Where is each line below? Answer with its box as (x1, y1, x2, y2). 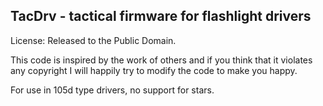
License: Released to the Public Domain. (10, 34, 177, 46)
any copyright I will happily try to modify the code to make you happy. (10, 64, 298, 76)
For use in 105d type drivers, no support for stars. (10, 84, 215, 96)
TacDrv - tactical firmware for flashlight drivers (10, 8, 312, 25)
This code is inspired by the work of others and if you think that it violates (10, 54, 313, 66)
